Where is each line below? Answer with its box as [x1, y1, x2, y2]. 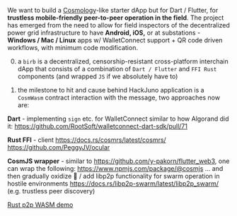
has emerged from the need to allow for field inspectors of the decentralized [7, 21, 230, 29]
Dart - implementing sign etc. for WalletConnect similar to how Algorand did [7, 114, 229, 123]
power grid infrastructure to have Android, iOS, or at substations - [7, 28, 201, 37]
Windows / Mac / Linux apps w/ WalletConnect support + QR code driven [7, 36, 223, 44]
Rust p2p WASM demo [7, 200, 74, 209]
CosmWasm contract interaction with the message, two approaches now [17, 93, 221, 102]
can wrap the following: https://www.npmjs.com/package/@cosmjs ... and [7, 164, 224, 172]
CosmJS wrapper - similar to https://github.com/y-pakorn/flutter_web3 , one [7, 157, 230, 165]
